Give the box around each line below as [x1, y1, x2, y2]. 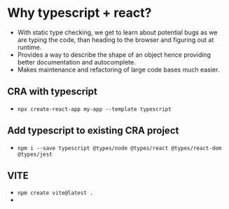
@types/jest [17, 151, 53, 158]
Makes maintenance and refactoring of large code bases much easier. [17, 65, 220, 74]
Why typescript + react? [7, 5, 152, 21]
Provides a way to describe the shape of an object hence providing [17, 50, 211, 59]
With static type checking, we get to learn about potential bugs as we [17, 28, 218, 36]
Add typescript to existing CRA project [7, 125, 179, 137]
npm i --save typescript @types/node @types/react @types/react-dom [17, 144, 222, 151]
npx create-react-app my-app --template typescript [17, 105, 172, 113]
